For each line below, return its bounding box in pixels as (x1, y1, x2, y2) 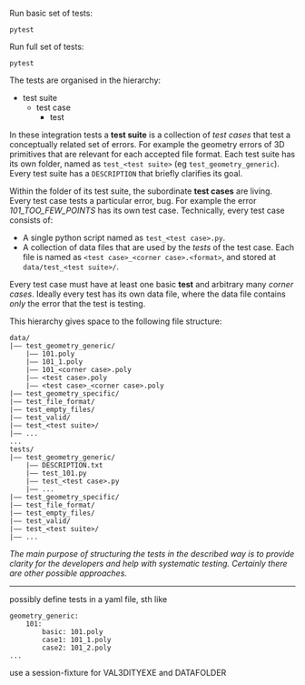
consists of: (9, 215, 54, 226)
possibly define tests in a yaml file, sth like (9, 594, 168, 604)
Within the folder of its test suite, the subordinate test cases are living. (9, 186, 273, 196)
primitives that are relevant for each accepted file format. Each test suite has (9, 149, 296, 159)
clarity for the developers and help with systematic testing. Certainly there (9, 559, 288, 569)
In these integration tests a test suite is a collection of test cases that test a (9, 129, 291, 140)
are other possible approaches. (9, 568, 127, 579)
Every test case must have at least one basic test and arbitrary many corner (9, 279, 294, 289)
